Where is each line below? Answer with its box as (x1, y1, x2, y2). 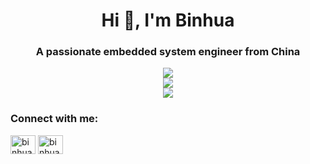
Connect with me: (10, 112, 99, 126)
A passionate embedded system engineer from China (35, 45, 301, 59)
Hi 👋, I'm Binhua (101, 9, 235, 32)
